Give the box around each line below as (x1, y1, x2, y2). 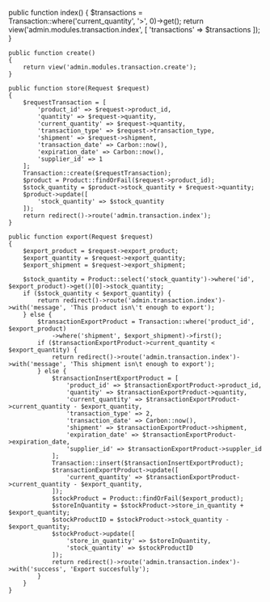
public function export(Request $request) (8, 233, 154, 241)
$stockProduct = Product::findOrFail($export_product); (51, 495, 244, 503)
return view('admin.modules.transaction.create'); (23, 63, 197, 71)
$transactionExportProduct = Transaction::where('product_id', (37, 318, 255, 326)
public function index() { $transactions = (8, 8, 143, 17)
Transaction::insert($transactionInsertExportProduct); (51, 459, 244, 467)
